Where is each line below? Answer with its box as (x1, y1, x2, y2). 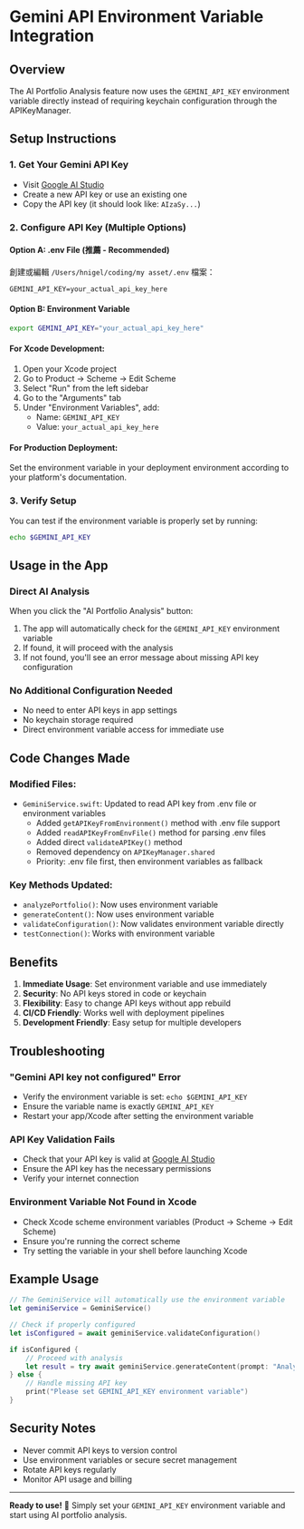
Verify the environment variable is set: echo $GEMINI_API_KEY (22, 1091, 248, 1102)
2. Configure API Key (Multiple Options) (9, 220, 187, 233)
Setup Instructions (9, 131, 117, 147)
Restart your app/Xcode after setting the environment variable (22, 1110, 254, 1121)
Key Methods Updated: (9, 879, 113, 891)
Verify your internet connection (22, 1173, 139, 1184)
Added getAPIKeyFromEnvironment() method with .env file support (35, 818, 280, 829)
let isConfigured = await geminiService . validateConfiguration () (9, 1329, 261, 1338)
